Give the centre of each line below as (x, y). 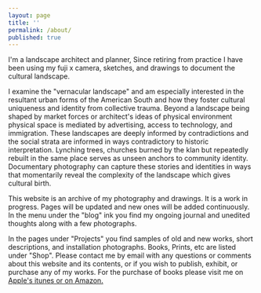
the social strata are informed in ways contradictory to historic (109, 141)
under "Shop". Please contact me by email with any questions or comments (130, 255)
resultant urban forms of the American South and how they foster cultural (127, 100)
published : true (34, 37)
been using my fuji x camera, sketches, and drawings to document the (121, 68)
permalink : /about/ (40, 30)
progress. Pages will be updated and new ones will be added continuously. (129, 207)
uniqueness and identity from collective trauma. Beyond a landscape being (129, 108)
